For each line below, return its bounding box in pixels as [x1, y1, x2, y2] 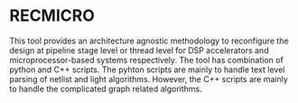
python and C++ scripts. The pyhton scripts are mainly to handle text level [9, 64, 285, 75]
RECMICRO [9, 5, 95, 26]
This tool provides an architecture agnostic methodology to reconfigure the [9, 35, 289, 46]
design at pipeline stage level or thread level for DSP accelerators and [9, 44, 269, 55]
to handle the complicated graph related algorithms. [9, 83, 202, 94]
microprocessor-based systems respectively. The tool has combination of [9, 54, 284, 65]
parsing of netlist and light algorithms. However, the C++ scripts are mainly [9, 73, 289, 84]
